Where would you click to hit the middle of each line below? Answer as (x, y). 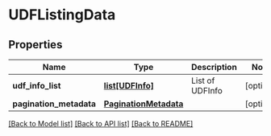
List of (203, 80)
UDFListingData (62, 15)
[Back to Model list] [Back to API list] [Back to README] (101, 124)
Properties (35, 45)
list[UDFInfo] (129, 86)
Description (214, 67)
